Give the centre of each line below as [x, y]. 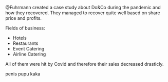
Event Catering [29, 49]
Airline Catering [29, 54]
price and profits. [24, 18]
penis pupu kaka [23, 74]
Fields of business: [25, 28]
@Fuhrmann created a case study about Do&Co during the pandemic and [83, 7]
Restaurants [25, 43]
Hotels [20, 38]
